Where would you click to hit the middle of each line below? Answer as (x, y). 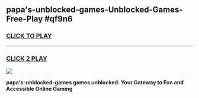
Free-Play (25, 19)
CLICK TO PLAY (29, 36)
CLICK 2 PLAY (27, 58)
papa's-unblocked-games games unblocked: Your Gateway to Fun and (95, 82)
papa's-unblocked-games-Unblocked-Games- (94, 10)
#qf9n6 (58, 19)
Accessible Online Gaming (39, 88)
